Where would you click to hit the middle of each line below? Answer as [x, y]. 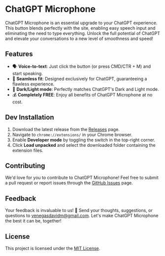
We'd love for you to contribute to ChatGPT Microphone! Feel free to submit [82, 178]
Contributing [25, 166]
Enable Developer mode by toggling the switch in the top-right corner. [84, 140]
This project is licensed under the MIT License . [53, 248]
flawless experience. [33, 84]
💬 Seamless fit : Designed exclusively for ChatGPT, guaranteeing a [80, 79]
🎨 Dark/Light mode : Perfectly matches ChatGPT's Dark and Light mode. [85, 89]
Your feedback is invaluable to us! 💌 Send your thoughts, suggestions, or [79, 211]
